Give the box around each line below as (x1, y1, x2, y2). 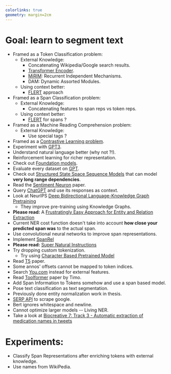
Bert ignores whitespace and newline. (12, 302, 93, 308)
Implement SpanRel (12, 236, 54, 242)
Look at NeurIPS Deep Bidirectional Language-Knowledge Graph (12, 193, 149, 199)
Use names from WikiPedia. (12, 364, 72, 370)
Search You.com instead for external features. (12, 269, 110, 275)
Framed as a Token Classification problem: (12, 51, 103, 57)
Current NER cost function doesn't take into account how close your (12, 220, 158, 226)
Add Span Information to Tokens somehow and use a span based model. (12, 280, 166, 286)
